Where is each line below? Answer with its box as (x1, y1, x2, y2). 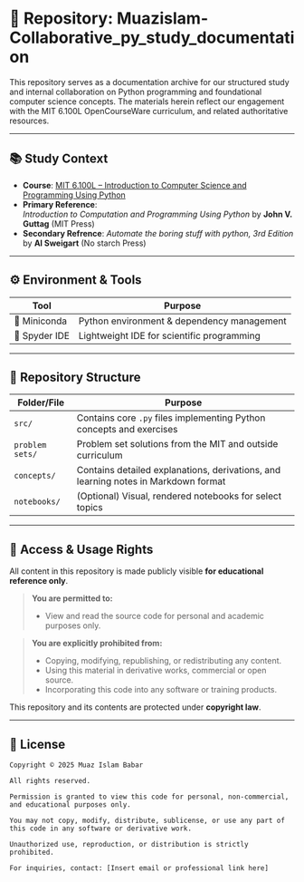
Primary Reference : (22, 199, 98, 209)
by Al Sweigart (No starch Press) (22, 237, 147, 248)
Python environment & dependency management (78, 315, 287, 327)
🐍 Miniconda (14, 315, 68, 327)
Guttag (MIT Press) (22, 218, 95, 229)
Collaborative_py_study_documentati (9, 27, 295, 48)
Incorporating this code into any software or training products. (44, 684, 278, 695)
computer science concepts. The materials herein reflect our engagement (9, 95, 285, 107)
